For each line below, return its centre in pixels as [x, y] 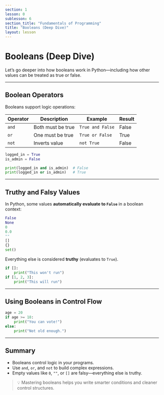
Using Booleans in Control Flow [54, 301]
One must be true [53, 135]
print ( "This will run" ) [38, 282]
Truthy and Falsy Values [42, 192]
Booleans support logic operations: [40, 107]
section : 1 [16, 10]
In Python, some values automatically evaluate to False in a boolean [74, 204]
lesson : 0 [15, 14]
